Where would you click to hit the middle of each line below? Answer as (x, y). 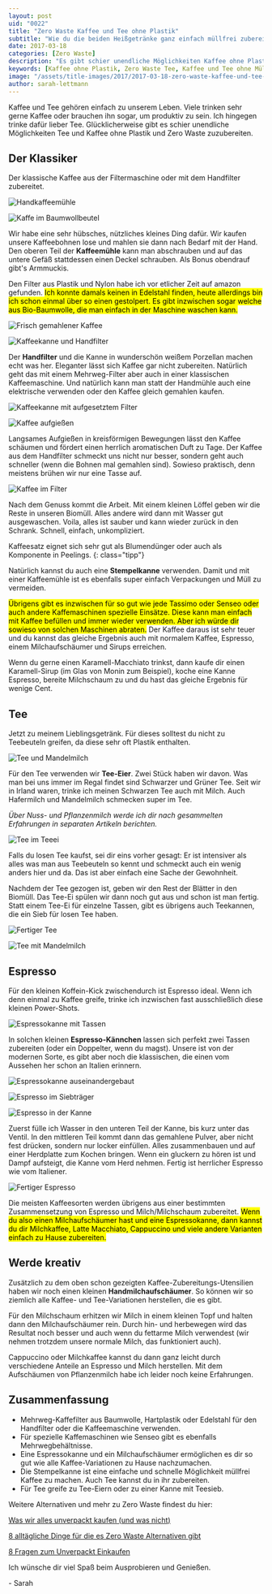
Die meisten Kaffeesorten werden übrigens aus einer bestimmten (117, 1203)
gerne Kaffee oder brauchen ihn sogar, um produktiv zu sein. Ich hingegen (133, 115)
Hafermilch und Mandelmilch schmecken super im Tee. (100, 800)
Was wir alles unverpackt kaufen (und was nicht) (90, 1520)
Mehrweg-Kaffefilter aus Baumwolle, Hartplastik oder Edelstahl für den (138, 1419)
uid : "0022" (28, 24)
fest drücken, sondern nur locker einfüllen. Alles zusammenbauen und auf (132, 1145)
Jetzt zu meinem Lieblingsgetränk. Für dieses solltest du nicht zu (117, 734)
